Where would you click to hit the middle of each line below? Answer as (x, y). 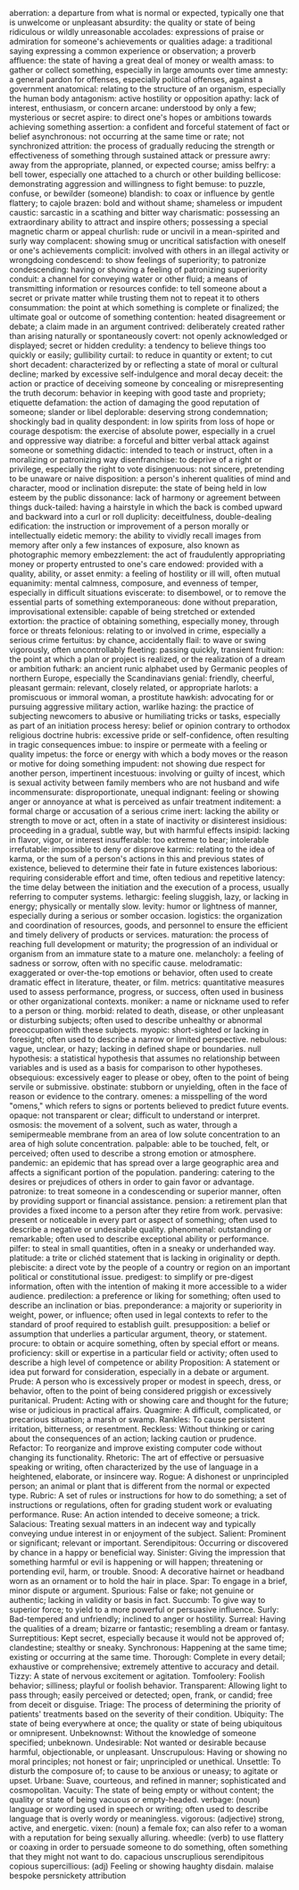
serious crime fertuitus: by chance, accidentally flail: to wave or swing (137, 640)
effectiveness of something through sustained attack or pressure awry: (140, 155)
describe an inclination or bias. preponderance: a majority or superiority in (146, 1305)
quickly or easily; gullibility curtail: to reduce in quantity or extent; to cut (141, 355)
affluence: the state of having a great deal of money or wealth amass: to (142, 60)
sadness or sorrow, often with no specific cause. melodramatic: (126, 963)
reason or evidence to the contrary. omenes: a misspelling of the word (138, 1096)
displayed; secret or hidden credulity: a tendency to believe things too (137, 345)
